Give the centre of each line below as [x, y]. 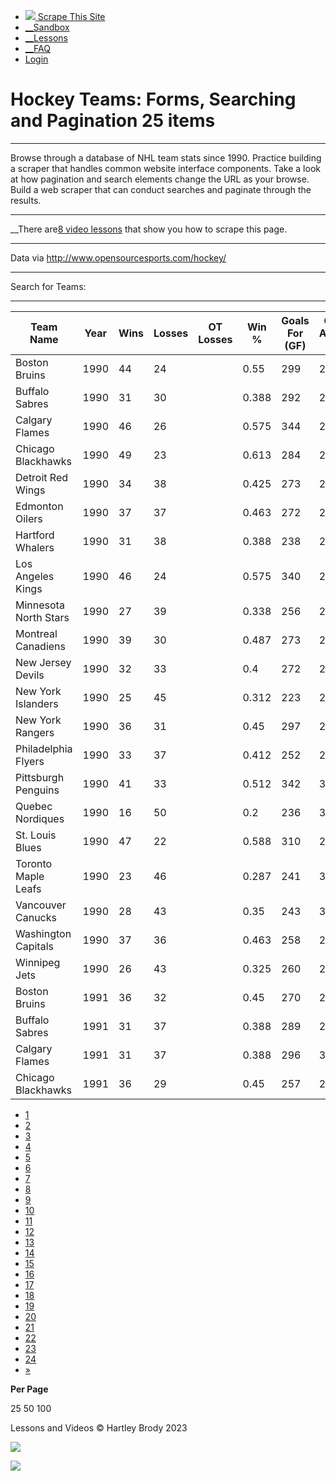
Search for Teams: [48, 286]
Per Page [29, 1389]
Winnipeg [38, 962]
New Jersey [43, 662]
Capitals [34, 946]
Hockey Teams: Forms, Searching [153, 99]
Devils [30, 675]
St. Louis [36, 835]
